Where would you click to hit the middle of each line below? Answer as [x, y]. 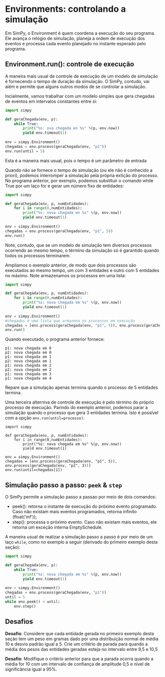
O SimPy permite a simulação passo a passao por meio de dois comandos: [81, 497]
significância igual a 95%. [31, 669]
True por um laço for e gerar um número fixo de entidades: [65, 186]
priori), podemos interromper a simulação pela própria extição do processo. [82, 175]
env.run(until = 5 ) [25, 151]
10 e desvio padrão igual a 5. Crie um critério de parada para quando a [77, 644]
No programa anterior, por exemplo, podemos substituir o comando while [79, 180]
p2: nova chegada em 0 [28, 353]
